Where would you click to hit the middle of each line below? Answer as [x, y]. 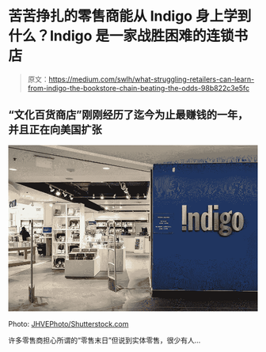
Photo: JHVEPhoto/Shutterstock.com [68, 324]
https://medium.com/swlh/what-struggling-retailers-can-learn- [152, 79]
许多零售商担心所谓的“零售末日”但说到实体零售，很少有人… [104, 340]
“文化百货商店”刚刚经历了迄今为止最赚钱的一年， [128, 115]
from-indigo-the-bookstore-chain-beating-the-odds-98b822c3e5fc [139, 88]
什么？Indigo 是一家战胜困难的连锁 [122, 36]
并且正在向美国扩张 [55, 130]
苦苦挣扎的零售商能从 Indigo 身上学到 [130, 16]
